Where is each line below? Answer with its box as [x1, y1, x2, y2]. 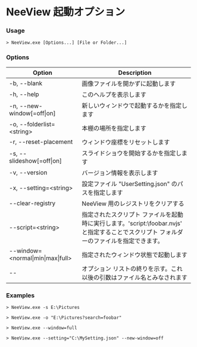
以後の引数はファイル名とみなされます [81, 273, 188, 281]
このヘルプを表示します [81, 90, 147, 98]
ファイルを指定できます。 [93, 236, 164, 245]
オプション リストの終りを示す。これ [81, 264, 183, 273]
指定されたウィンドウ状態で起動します [81, 250, 188, 259]
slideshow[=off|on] [9, 156, 62, 164]
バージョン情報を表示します [81, 169, 158, 177]
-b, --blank [9, 79, 43, 87]
